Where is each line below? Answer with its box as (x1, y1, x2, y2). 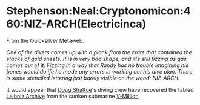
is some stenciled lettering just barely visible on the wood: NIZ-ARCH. (6, 74, 180, 81)
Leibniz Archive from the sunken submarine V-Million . (6, 92, 141, 100)
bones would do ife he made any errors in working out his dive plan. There (6, 68, 193, 75)
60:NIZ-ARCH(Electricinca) (6, 17, 147, 31)
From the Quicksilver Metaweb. (6, 37, 84, 44)
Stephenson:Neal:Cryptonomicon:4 (6, 4, 191, 18)
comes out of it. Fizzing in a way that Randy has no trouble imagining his (6, 62, 189, 69)
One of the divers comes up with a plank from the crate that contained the (6, 48, 192, 56)
